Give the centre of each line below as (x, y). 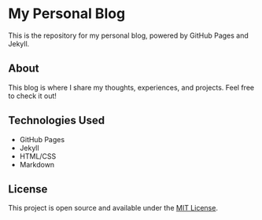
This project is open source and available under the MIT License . (113, 208)
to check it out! (33, 96)
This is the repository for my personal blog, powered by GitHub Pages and (129, 35)
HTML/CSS (38, 156)
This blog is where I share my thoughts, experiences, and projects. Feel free (131, 87)
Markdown (37, 164)
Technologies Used (56, 121)
